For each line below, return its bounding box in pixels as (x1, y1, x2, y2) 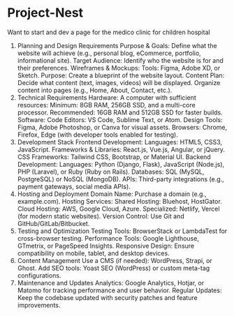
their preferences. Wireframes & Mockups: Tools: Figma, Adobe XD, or (17, 63, 221, 72)
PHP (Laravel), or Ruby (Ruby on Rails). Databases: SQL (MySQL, (17, 167, 205, 176)
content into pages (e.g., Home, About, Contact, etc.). (17, 86, 173, 94)
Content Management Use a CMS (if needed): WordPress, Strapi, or (17, 256, 213, 264)
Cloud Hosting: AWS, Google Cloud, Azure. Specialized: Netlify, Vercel (17, 204, 220, 213)
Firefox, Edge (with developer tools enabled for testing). (17, 130, 178, 139)
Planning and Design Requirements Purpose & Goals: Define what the (17, 41, 218, 50)
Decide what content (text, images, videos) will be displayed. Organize (17, 78, 221, 86)
